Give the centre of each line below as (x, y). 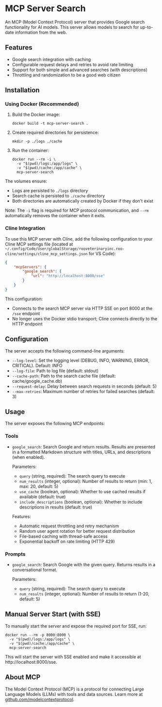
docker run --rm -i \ (34, 159)
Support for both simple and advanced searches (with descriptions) (80, 70)
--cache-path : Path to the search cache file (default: (64, 376)
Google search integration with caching (51, 59)
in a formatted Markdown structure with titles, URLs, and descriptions (81, 452)
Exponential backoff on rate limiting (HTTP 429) (67, 541)
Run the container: (31, 150)
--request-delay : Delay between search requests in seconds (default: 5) (84, 386)
